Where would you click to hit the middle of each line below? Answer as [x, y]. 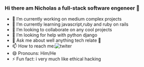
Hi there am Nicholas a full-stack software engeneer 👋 [72, 8]
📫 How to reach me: [33, 46]
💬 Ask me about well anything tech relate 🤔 [56, 40]
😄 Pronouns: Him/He [34, 53]
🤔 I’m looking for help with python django [55, 35]
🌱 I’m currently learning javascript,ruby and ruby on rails [70, 24]
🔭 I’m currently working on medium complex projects [67, 19]
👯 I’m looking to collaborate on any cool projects [62, 30]
